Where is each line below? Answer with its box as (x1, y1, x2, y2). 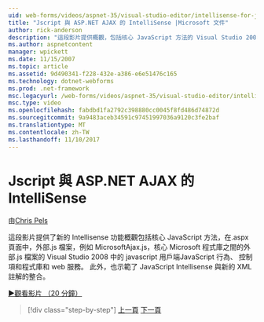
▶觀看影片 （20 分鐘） (8, 288, 82, 298)
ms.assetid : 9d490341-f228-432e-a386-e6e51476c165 (8, 70, 178, 78)
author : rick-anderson (8, 26, 82, 34)
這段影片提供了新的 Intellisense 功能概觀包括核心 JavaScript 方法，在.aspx (8, 232, 249, 242)
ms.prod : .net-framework (8, 84, 90, 93)
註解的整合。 (8, 272, 49, 281)
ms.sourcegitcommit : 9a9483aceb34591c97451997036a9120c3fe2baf (8, 114, 220, 122)
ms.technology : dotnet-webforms (8, 77, 114, 85)
